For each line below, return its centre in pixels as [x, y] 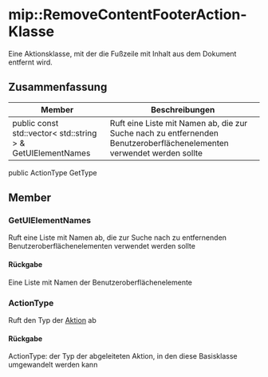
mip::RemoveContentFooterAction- [128, 15]
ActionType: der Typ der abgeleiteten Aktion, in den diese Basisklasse [123, 356]
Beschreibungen [183, 109]
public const [35, 123]
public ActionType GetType [53, 172]
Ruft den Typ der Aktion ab [53, 320]
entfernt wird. [31, 62]
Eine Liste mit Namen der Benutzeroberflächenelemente [100, 282]
